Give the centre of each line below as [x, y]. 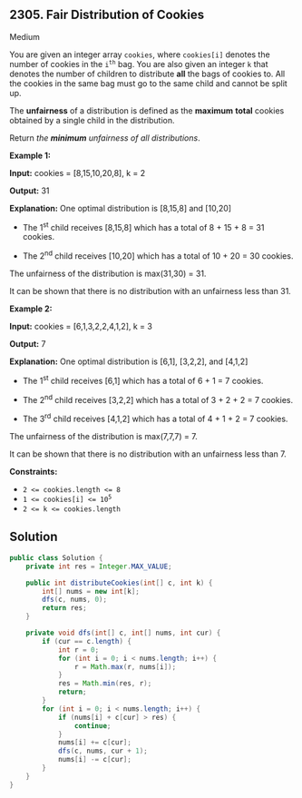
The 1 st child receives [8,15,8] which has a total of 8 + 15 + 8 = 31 [143, 226]
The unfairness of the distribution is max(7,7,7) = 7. [103, 437]
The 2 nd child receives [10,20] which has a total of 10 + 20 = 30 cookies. [158, 255]
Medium [25, 36]
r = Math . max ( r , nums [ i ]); [125, 666]
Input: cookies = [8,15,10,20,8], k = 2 [78, 172]
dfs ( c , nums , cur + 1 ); [102, 751]
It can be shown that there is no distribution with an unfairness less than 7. [148, 454]
